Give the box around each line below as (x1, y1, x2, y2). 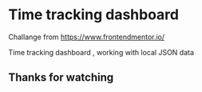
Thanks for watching (8, 70, 114, 85)
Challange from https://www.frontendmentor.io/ (8, 32, 165, 42)
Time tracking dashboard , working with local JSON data (8, 47, 194, 57)
